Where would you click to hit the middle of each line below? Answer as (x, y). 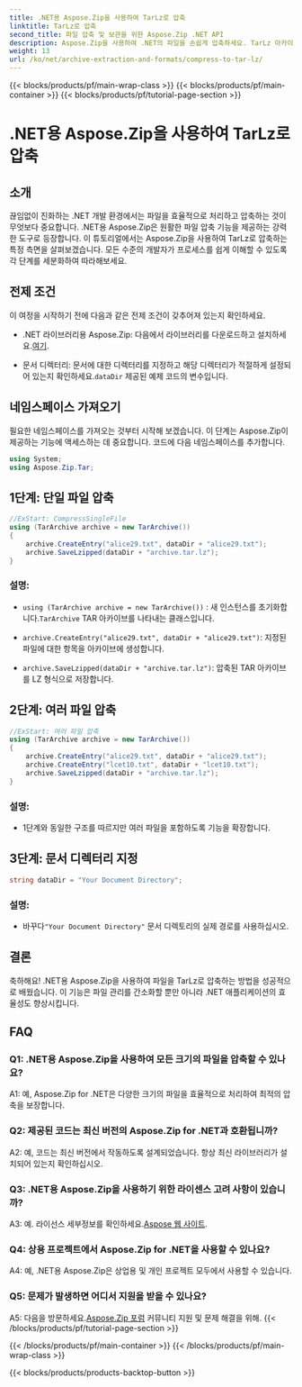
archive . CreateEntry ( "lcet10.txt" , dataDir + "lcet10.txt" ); (142, 765)
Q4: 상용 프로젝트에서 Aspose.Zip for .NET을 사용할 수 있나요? (140, 1249)
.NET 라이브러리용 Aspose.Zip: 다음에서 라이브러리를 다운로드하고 (139, 334)
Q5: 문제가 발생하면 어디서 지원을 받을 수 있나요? (108, 1296)
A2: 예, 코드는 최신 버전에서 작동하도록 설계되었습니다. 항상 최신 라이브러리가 (144, 1152)
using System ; (36, 459)
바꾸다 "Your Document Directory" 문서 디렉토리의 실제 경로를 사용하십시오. (155, 926)
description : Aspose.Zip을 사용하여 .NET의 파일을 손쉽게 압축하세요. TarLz (140, 43)
